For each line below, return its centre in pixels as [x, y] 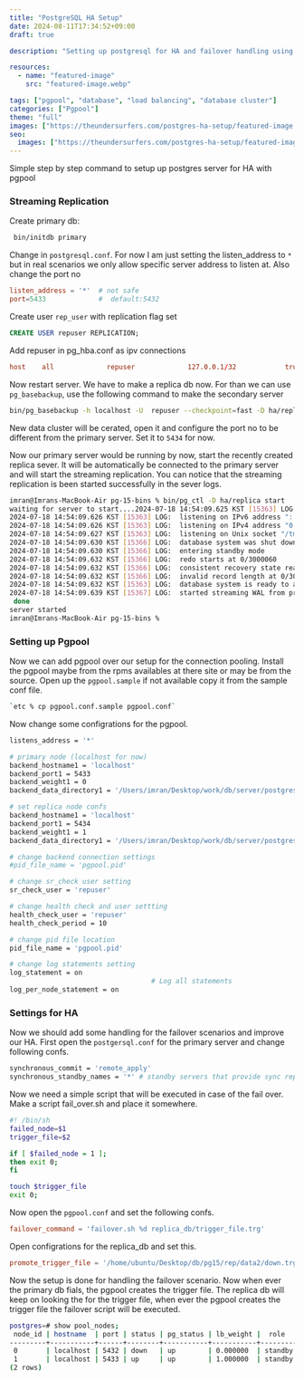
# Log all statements [191, 982]
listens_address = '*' [52, 740]
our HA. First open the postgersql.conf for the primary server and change [147, 1042]
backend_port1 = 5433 [50, 774]
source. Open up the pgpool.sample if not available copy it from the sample [148, 681]
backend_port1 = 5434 [50, 824]
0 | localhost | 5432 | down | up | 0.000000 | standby [153, 1351]
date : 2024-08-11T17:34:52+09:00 [72, 26]
